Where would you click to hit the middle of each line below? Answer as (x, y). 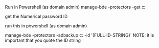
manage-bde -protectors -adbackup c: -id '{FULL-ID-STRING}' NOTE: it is (79, 35)
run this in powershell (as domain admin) (46, 26)
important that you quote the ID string (43, 40)
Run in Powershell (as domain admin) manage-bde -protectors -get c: (75, 7)
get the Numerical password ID (36, 16)
